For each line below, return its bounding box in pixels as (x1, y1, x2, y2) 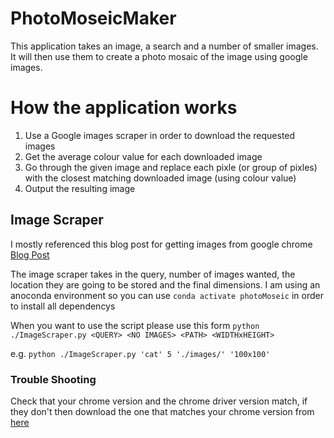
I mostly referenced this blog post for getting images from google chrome (10, 238, 313, 250)
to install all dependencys (10, 300, 116, 312)
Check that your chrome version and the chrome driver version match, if (10, 395, 308, 407)
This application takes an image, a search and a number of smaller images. (10, 40, 319, 52)
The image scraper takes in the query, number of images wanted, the (10, 268, 296, 280)
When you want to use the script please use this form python (10, 319, 260, 331)
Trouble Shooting (10, 372, 97, 386)
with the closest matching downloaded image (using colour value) (24, 172, 297, 184)
